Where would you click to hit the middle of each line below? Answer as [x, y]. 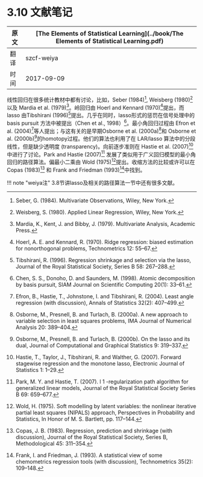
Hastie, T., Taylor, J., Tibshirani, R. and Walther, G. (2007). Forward [98, 357]
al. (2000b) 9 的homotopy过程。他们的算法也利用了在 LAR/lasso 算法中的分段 [101, 138]
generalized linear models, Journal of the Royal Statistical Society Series [105, 388]
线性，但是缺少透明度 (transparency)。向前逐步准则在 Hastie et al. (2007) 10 [100, 146]
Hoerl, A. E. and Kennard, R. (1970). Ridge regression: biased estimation [104, 242]
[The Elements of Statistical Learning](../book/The [110, 33]
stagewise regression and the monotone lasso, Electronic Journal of [100, 363]
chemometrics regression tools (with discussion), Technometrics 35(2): [104, 461]
